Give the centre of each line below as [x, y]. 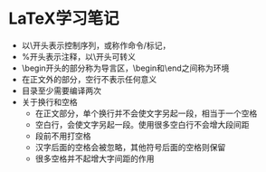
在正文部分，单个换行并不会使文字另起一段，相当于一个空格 [146, 113]
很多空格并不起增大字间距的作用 [95, 158]
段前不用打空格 [63, 136]
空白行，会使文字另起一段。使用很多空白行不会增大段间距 [142, 124]
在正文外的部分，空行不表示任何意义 [89, 79]
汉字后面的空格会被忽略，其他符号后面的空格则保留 [130, 147]
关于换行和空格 [49, 101]
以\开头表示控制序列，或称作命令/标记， [96, 45]
